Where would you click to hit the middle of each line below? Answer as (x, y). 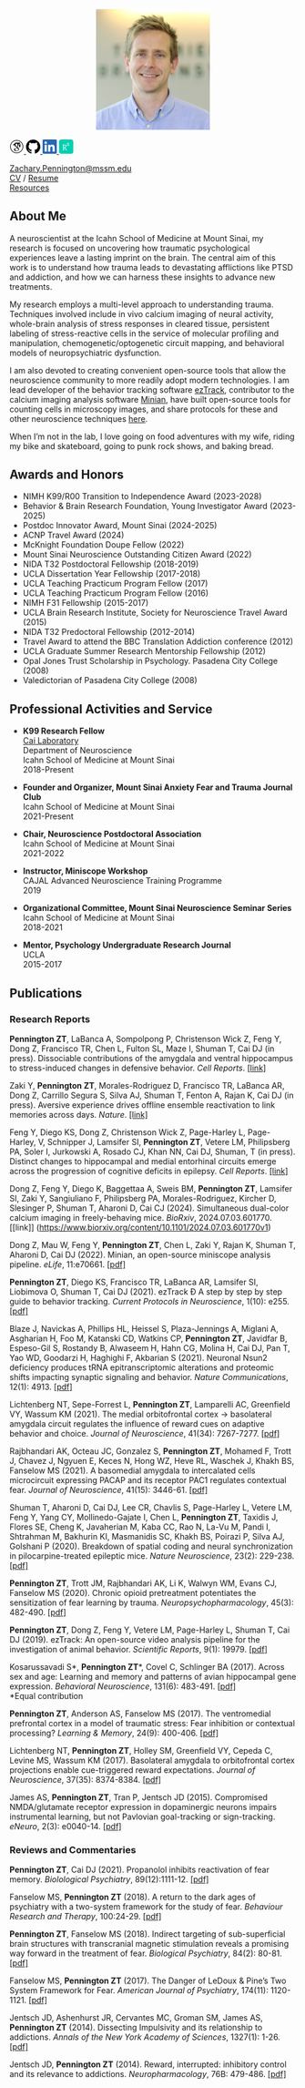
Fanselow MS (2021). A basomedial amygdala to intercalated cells (132, 1470)
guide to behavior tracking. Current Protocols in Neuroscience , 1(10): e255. (149, 1301)
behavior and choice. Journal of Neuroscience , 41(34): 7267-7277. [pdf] (145, 1433)
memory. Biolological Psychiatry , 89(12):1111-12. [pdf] (109, 1879)
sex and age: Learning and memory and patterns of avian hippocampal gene (153, 1676)
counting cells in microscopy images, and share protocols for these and (144, 409)
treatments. (31, 286)
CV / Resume (34, 178)
